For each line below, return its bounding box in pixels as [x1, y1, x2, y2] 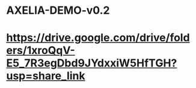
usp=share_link [6, 69, 85, 83]
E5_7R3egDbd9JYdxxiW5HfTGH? [6, 56, 177, 70]
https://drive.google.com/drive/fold [6, 31, 191, 45]
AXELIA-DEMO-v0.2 [6, 4, 110, 17]
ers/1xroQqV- [6, 44, 75, 57]
